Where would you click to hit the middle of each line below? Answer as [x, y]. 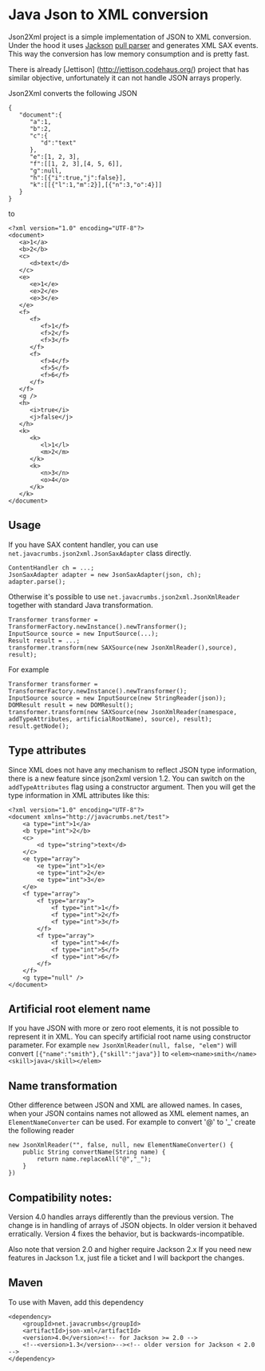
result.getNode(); [39, 726]
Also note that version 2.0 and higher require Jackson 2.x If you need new [130, 1249]
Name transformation [63, 1085]
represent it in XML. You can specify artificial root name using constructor [130, 1037]
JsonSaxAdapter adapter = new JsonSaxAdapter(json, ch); [105, 574]
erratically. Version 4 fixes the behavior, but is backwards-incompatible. [127, 1234]
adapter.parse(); [37, 582]
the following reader [41, 1131]
